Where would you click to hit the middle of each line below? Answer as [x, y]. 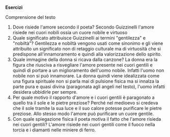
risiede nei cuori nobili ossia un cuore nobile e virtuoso [70, 32]
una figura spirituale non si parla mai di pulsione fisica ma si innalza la [86, 81]
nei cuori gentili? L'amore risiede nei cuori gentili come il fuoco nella [84, 125]
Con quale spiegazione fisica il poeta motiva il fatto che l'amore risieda [87, 119]
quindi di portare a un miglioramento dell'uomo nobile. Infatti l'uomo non [88, 70]
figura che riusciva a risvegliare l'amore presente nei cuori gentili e [82, 65]
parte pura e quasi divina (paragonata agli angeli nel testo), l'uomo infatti [89, 87]
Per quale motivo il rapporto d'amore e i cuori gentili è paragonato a [83, 97]
